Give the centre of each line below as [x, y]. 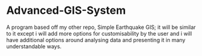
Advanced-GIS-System [66, 11]
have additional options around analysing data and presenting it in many [96, 40]
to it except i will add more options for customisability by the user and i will [99, 33]
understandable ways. [34, 46]
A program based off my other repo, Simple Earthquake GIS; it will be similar [101, 27]
